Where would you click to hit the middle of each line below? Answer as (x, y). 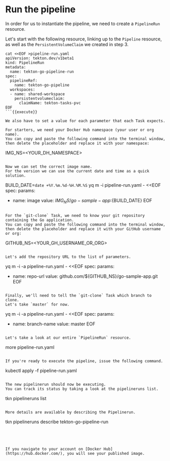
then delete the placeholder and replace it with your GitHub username (83, 229)
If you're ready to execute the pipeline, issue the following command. (84, 361)
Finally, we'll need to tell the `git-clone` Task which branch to (79, 295)
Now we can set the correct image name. (49, 167)
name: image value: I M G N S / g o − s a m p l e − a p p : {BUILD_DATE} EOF (82, 201)
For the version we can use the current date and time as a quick (77, 171)
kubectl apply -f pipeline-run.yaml (41, 370)
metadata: (16, 67)
